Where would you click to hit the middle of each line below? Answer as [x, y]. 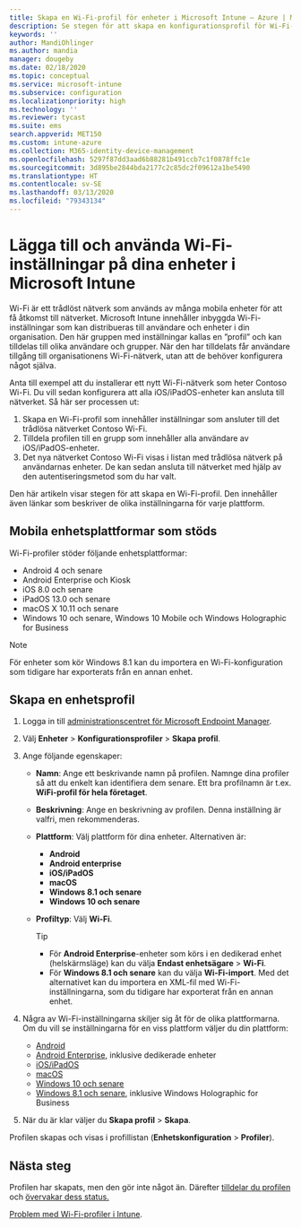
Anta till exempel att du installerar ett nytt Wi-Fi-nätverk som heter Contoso [148, 383]
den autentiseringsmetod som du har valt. [99, 476]
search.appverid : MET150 [56, 134]
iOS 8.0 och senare [58, 589]
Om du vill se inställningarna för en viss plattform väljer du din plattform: [155, 1028]
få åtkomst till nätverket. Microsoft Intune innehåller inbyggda [122, 317]
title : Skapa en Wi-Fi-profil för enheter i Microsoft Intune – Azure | [148, 17]
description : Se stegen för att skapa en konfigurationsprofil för [138, 26]
